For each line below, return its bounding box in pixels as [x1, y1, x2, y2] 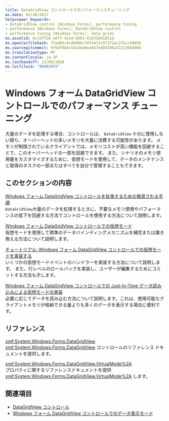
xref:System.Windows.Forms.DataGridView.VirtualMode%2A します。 [5, 373, 151, 379]
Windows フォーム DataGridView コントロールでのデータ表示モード [12, 410, 153, 416]
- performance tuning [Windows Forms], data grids [5, 31, 114, 36]
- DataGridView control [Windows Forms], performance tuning [5, 21, 137, 27]
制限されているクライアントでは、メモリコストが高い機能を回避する [18, 143, 160, 150]
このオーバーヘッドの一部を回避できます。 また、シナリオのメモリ [18, 150, 157, 156]
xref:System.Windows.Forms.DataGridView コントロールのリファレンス [5, 344, 154, 350]
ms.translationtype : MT [5, 50, 56, 55]
